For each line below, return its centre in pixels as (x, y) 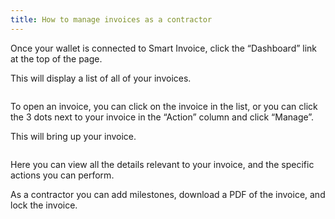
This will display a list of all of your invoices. (101, 78)
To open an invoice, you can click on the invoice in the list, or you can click (164, 106)
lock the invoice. (44, 205)
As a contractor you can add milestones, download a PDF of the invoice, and (168, 194)
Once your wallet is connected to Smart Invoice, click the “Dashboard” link (164, 48)
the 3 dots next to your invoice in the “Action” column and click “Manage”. (162, 117)
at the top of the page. (56, 58)
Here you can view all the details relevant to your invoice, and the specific (162, 164)
